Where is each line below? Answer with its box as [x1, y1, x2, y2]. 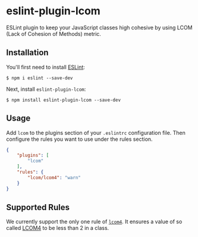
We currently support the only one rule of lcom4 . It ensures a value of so [6, 218, 183, 225]
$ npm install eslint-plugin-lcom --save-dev [6, 97, 121, 103]
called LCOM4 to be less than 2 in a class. [6, 224, 109, 232]
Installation [6, 48, 49, 58]
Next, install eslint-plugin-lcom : [6, 85, 86, 93]
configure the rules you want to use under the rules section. [6, 136, 153, 143]
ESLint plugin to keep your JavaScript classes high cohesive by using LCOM [6, 24, 193, 31]
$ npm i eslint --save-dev [6, 75, 73, 81]
